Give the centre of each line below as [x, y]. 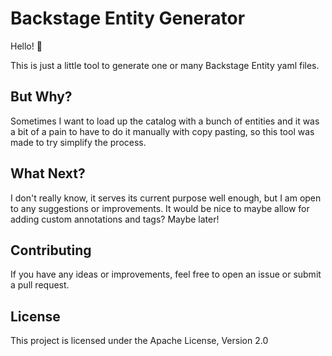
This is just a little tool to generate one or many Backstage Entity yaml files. [165, 65]
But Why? [41, 97]
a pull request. [40, 285]
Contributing [51, 250]
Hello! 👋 [26, 46]
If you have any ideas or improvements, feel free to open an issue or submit [166, 274]
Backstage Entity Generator [128, 18]
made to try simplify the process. [78, 142]
